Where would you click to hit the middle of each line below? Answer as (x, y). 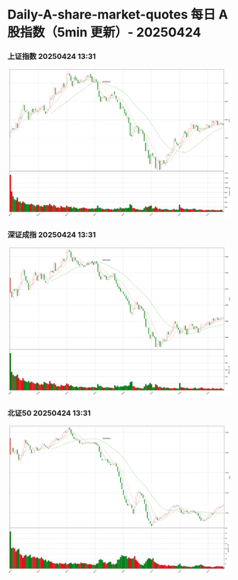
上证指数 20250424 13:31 (52, 56)
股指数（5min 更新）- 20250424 (104, 32)
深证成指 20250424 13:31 (52, 234)
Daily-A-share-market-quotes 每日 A (118, 15)
